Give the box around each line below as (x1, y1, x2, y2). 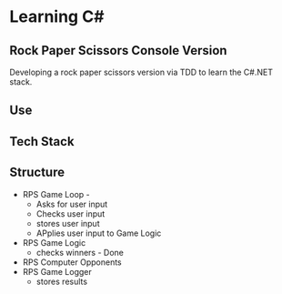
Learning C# (9, 6, 105, 27)
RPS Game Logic (22, 237, 86, 248)
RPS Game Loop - (22, 188, 90, 199)
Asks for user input (35, 198, 108, 209)
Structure (9, 165, 65, 180)
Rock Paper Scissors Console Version (9, 43, 227, 58)
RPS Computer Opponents (22, 257, 122, 268)
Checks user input (35, 208, 106, 219)
